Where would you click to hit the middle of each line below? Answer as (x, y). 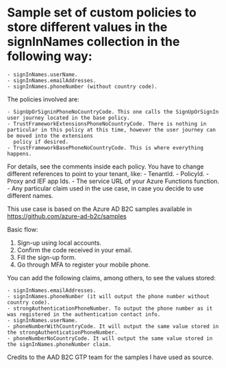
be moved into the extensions (50, 136)
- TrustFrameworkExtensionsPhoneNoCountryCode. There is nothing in (107, 124)
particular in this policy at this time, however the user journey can (111, 130)
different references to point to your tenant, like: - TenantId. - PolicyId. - (108, 173)
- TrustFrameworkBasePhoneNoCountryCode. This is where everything (105, 148)
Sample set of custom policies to (102, 13)
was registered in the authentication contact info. (84, 314)
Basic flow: (23, 229)
